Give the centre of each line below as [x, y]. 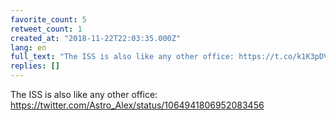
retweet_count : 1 [46, 29]
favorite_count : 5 [48, 19]
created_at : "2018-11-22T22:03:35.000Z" [96, 38]
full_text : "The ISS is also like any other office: [122, 57]
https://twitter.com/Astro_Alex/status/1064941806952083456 [137, 105]
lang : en [28, 47]
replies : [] [35, 66]
